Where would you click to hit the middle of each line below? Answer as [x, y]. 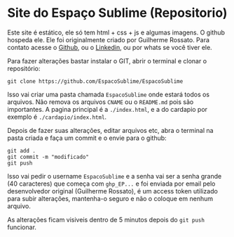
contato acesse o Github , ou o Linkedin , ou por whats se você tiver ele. [110, 47]
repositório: [24, 68]
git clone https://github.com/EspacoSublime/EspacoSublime [95, 81]
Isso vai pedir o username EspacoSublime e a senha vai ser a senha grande [115, 176]
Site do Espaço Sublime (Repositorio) [117, 13]
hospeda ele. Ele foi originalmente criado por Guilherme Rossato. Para [109, 39]
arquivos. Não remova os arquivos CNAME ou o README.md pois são [101, 102]
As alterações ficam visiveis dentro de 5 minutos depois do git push [106, 219]
